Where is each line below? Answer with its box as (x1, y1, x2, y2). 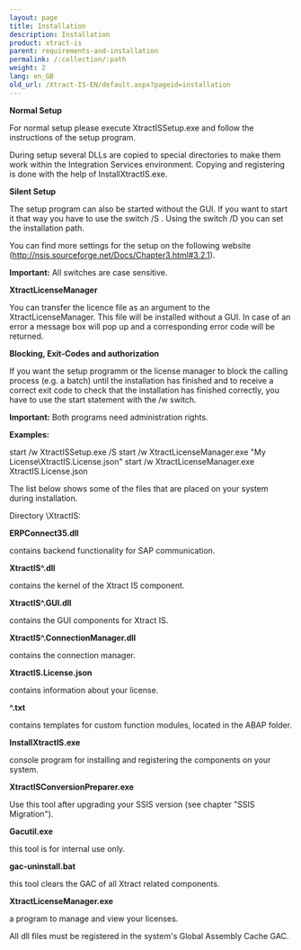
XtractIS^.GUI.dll (9, 597, 72, 608)
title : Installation (9, 22, 87, 31)
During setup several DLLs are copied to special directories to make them (9, 149, 281, 160)
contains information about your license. (9, 684, 159, 695)
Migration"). (9, 808, 54, 819)
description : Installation (9, 30, 111, 39)
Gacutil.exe (9, 826, 54, 837)
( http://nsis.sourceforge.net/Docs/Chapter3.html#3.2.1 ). (9, 249, 216, 260)
